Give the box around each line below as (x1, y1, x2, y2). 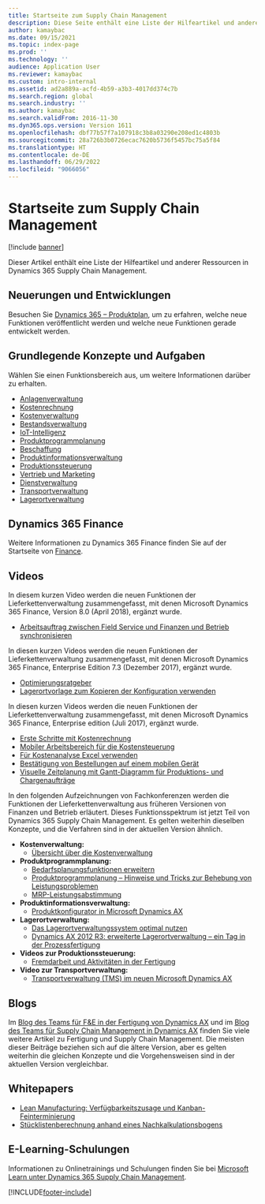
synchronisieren (19, 631, 73, 640)
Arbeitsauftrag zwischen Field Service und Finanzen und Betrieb (19, 622, 230, 632)
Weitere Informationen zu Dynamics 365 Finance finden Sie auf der (8, 538, 227, 548)
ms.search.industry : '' (8, 99, 87, 107)
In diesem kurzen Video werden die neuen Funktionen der (8, 591, 196, 600)
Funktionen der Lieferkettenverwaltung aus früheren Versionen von (8, 800, 226, 809)
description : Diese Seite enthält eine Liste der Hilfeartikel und (8, 19, 235, 27)
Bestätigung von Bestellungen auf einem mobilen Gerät (19, 759, 200, 769)
